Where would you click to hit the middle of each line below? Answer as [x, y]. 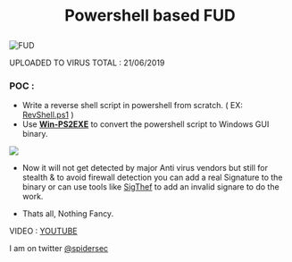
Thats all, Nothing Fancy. [68, 214]
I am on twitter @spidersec [59, 249]
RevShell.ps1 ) [48, 115]
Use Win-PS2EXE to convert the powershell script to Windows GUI [146, 124]
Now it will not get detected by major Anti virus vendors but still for [145, 168]
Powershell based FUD [150, 16]
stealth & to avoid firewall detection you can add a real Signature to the [152, 177]
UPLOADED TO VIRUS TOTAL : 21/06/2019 [87, 63]
